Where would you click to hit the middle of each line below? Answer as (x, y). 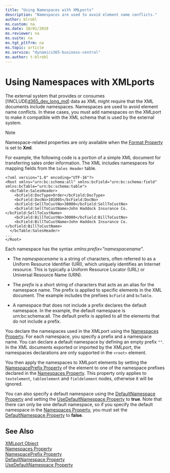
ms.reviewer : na (22, 33)
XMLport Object (22, 444)
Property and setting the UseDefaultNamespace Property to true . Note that (83, 399)
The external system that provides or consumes (55, 96)
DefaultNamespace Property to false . (44, 415)
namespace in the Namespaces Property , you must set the (66, 410)
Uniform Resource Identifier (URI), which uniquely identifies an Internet (87, 264)
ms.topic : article (25, 48)
